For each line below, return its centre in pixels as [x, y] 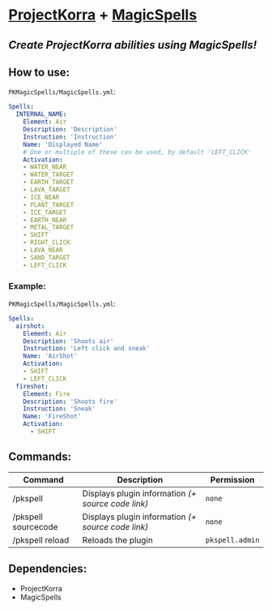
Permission [232, 479]
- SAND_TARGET [47, 257]
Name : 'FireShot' [52, 417]
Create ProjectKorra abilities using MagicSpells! [133, 45]
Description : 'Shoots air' [68, 341]
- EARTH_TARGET [49, 183]
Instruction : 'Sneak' [59, 409]
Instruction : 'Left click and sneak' [87, 349]
